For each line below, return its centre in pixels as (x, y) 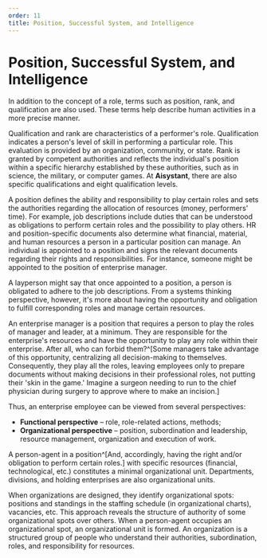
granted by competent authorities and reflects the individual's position (124, 159)
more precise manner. (44, 118)
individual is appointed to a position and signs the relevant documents (123, 251)
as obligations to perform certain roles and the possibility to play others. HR (132, 225)
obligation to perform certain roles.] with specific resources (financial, (123, 463)
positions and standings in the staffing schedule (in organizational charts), (130, 504)
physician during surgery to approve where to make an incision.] (114, 392)
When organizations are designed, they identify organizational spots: (121, 495)
